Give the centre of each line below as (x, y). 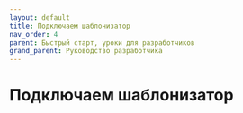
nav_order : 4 (34, 34)
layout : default (40, 17)
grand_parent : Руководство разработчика (86, 51)
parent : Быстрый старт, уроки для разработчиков (102, 43)
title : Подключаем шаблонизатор (70, 26)
